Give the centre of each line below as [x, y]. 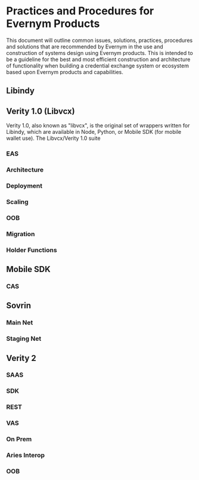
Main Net [20, 323]
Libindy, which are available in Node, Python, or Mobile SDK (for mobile [94, 132]
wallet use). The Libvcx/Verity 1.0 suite [53, 138]
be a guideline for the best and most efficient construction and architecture [98, 59]
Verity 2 [21, 358]
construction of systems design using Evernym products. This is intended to [100, 53]
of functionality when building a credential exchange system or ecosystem [98, 65]
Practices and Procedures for [80, 11]
